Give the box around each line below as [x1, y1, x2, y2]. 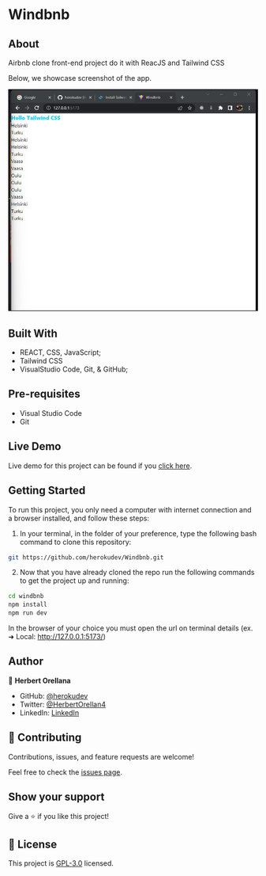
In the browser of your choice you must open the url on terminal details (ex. [8, 623, 253, 633]
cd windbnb [8, 592, 44, 600]
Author [8, 655, 43, 668]
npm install [8, 600, 47, 609]
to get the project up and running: [19, 576, 129, 585]
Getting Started [8, 484, 86, 497]
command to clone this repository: [19, 537, 132, 547]
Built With [8, 326, 58, 340]
